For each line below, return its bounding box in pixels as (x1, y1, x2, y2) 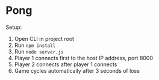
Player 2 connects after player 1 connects (14, 61, 117, 68)
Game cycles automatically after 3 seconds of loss (14, 67, 140, 74)
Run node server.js (14, 48, 64, 55)
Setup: (5, 23, 22, 31)
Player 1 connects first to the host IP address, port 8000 (14, 54, 154, 61)
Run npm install (14, 42, 56, 49)
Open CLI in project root (14, 35, 75, 42)
